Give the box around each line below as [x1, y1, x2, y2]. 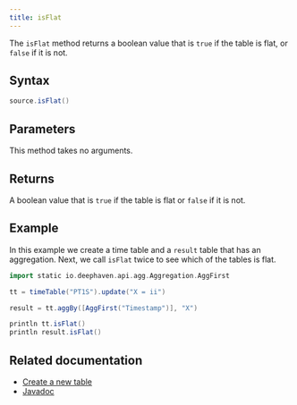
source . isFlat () [9, 97, 70, 105]
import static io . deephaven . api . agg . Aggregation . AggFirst [9, 271, 230, 280]
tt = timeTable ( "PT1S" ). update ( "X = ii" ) [9, 287, 166, 296]
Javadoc [21, 385, 55, 396]
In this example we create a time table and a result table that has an [9, 244, 261, 255]
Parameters [9, 122, 76, 137]
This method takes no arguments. [9, 145, 133, 156]
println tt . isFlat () [9, 319, 87, 329]
